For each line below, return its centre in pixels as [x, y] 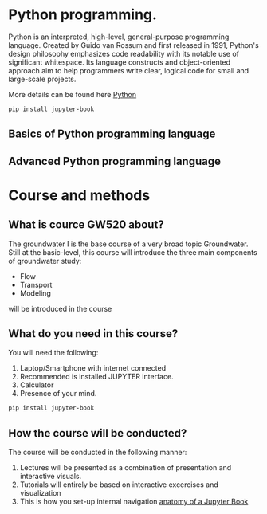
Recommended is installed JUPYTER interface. [96, 377]
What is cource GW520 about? [86, 225]
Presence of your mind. [58, 394]
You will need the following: [53, 353]
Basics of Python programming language [112, 134]
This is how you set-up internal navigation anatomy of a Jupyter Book [134, 502]
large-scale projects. [42, 79]
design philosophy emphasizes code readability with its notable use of [124, 53]
